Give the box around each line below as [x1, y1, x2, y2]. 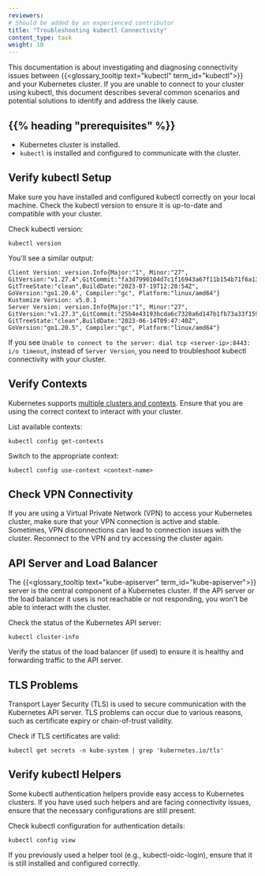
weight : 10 [8, 41, 44, 49]
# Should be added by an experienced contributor [8, 19, 175, 27]
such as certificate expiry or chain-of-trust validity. [8, 716, 174, 725]
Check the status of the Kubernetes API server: [8, 618, 162, 627]
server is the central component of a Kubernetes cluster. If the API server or [8, 586, 255, 596]
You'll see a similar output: [8, 253, 95, 263]
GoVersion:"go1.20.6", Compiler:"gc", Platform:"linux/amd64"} [8, 289, 221, 297]
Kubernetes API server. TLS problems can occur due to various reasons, [8, 708, 243, 717]
